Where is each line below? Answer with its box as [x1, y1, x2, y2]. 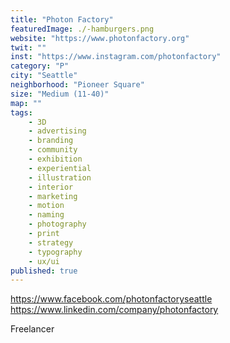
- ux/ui [28, 256, 60, 266]
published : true [10, 266, 78, 276]
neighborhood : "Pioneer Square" [10, 80, 145, 90]
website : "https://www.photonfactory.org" [10, 33, 190, 43]
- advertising [28, 126, 87, 136]
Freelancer [10, 323, 55, 335]
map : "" [10, 98, 43, 108]
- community [28, 145, 78, 155]
